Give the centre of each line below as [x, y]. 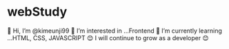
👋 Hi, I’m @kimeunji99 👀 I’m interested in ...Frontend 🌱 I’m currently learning [115, 31]
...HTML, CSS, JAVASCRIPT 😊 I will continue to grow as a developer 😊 [108, 37]
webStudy [37, 12]
